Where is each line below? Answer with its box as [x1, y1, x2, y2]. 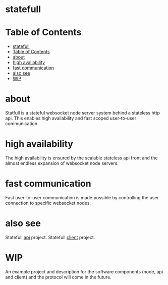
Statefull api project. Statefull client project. [5, 234, 95, 240]
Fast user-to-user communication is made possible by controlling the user [5, 194, 159, 200]
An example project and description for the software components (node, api [5, 268, 163, 274]
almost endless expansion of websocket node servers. [5, 160, 119, 166]
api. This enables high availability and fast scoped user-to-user [5, 115, 137, 122]
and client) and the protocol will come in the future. [5, 274, 112, 280]
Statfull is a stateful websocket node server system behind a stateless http [5, 110, 160, 116]
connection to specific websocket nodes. [5, 200, 91, 206]
